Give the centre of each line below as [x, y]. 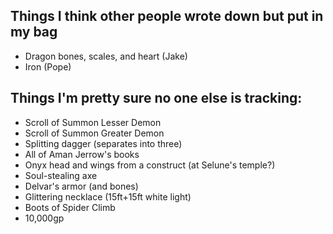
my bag [34, 32]
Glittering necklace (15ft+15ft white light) [108, 196]
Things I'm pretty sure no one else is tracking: [156, 98]
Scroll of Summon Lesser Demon [93, 122]
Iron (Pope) [48, 66]
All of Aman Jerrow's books [82, 154]
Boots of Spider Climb [70, 207]
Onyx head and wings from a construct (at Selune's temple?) [150, 165]
